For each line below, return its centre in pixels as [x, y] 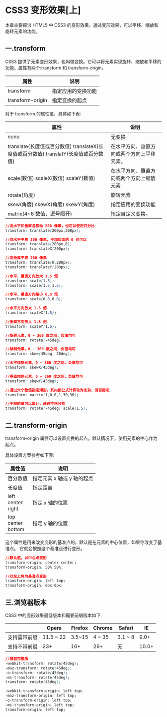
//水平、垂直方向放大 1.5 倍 [32, 276]
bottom [16, 529]
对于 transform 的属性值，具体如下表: [43, 113]
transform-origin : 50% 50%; [34, 567]
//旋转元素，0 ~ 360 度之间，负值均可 [41, 335]
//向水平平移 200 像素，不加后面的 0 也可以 [46, 240]
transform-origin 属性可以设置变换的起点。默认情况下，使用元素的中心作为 [82, 438]
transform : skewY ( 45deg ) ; [32, 381]
